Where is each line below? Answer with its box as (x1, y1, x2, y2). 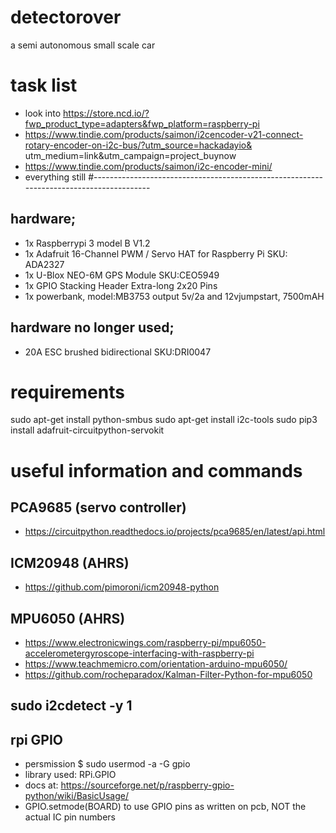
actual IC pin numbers (24, 811, 117, 823)
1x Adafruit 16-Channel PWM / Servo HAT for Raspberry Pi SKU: (24, 247, 288, 260)
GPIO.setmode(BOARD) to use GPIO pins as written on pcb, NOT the (24, 801, 307, 813)
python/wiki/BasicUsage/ (24, 790, 129, 802)
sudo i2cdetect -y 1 (10, 697, 133, 715)
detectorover (10, 6, 122, 29)
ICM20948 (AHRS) (10, 554, 130, 571)
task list (10, 74, 78, 97)
